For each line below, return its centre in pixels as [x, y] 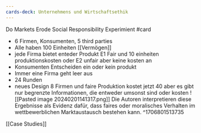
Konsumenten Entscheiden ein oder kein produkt [76, 67]
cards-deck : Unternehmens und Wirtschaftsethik [67, 12]
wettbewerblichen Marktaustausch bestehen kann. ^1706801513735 [99, 112]
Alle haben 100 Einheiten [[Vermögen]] [63, 47]
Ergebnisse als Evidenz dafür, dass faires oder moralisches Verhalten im [105, 105]
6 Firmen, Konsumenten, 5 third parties [63, 41]
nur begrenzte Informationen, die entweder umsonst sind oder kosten [101, 92]
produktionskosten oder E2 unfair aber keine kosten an [83, 60]
